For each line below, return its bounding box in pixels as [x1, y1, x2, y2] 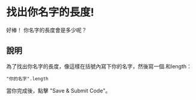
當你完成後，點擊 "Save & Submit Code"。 [6, 87, 111, 94]
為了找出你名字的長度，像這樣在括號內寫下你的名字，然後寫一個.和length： [6, 62, 192, 69]
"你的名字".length [6, 75, 49, 81]
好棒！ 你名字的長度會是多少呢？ [6, 26, 87, 34]
